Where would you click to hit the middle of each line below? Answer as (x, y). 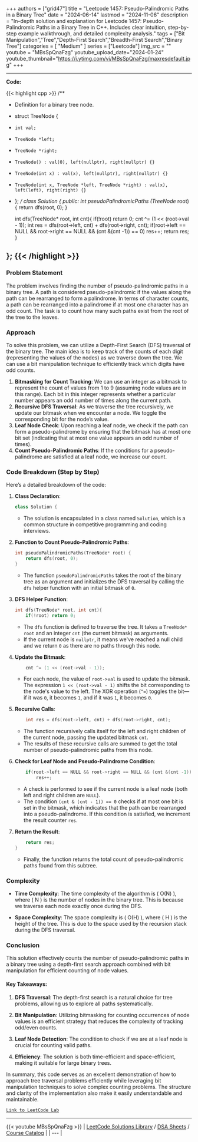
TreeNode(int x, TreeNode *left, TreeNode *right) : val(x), (91, 185)
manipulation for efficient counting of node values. (67, 971)
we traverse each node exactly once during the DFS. (78, 906)
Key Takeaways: (27, 984)
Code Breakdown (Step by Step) (53, 472)
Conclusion (23, 945)
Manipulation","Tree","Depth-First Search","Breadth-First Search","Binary (94, 40)
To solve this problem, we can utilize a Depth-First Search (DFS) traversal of (98, 345)
